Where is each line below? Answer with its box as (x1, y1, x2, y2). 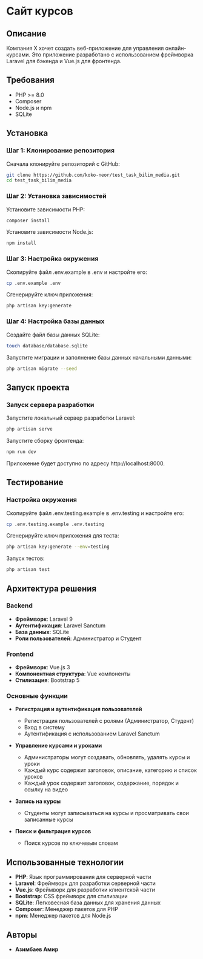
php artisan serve (6, 426, 53, 432)
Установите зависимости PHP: (6, 205, 85, 213)
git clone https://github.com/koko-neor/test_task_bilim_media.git (6, 172, 181, 178)
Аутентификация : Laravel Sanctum (15, 621, 106, 629)
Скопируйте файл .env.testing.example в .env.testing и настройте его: (6, 509, 184, 517)
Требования (6, 75, 55, 86)
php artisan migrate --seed (6, 366, 78, 372)
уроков (24, 773, 44, 780)
